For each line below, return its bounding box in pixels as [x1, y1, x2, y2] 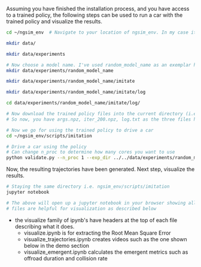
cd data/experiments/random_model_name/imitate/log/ [6, 100, 141, 106]
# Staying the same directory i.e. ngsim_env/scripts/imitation [6, 184, 170, 190]
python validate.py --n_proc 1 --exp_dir [6, 155, 111, 161]
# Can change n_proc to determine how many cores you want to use [6, 149, 175, 155]
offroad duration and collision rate [23, 254, 108, 262]
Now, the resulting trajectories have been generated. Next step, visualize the [6, 166, 195, 173]
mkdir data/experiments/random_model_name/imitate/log [6, 89, 146, 95]
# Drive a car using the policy [6, 143, 87, 149]
